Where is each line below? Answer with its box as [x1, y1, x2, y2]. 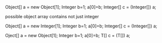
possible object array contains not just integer [5, 14, 99, 19]
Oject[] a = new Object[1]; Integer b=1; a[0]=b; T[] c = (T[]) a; [5, 33, 131, 38]
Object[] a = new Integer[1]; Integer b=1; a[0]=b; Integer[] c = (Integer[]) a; [5, 23, 158, 29]
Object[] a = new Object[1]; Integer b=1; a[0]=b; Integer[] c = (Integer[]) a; [5, 4, 157, 10]
